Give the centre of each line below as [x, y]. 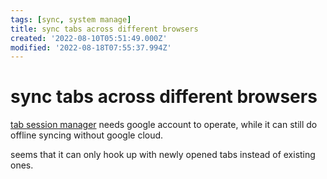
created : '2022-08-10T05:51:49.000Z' [89, 38]
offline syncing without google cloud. [87, 135]
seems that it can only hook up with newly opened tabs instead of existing [163, 155]
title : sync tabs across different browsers [104, 29]
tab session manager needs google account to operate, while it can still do [164, 125]
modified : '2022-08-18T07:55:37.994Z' [91, 47]
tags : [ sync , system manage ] [71, 19]
